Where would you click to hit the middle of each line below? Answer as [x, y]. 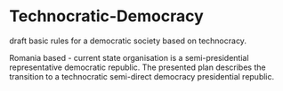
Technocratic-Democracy [107, 16]
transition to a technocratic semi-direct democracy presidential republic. [142, 76]
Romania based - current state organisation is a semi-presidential [129, 57]
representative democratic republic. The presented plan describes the [137, 67]
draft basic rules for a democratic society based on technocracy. [128, 41]
